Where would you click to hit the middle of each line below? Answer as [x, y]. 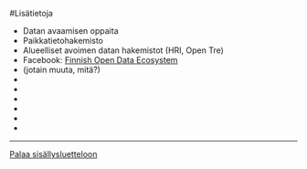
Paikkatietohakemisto [63, 41]
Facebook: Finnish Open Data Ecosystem [100, 60]
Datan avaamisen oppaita [70, 31]
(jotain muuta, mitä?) [61, 69]
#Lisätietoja [31, 13]
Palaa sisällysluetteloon [53, 154]
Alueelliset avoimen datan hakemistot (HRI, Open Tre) [123, 50]
